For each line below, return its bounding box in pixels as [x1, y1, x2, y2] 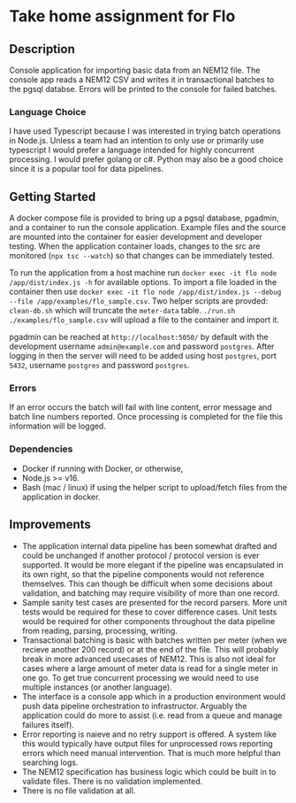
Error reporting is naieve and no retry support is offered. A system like [21, 729, 277, 739]
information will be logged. [9, 421, 106, 431]
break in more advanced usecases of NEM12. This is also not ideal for [21, 653, 277, 664]
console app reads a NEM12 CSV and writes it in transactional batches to [9, 74, 275, 85]
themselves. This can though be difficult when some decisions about [21, 578, 273, 589]
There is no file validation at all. [21, 785, 136, 796]
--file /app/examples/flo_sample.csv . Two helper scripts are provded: [9, 296, 269, 306]
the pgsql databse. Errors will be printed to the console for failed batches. [9, 84, 277, 94]
